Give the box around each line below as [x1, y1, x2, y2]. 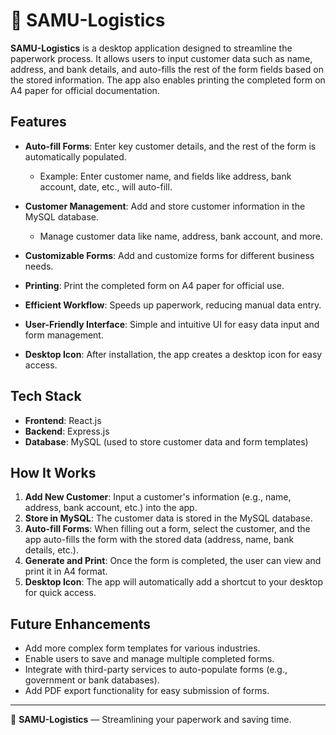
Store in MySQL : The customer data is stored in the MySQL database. [24, 512, 313, 524]
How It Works [10, 464, 97, 481]
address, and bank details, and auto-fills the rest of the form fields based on [10, 63, 324, 75]
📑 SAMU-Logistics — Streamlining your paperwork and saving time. [10, 714, 292, 726]
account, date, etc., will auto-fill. [39, 180, 173, 193]
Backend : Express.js [24, 425, 110, 437]
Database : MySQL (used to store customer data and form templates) [24, 435, 309, 448]
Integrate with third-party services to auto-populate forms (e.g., [24, 664, 288, 676]
